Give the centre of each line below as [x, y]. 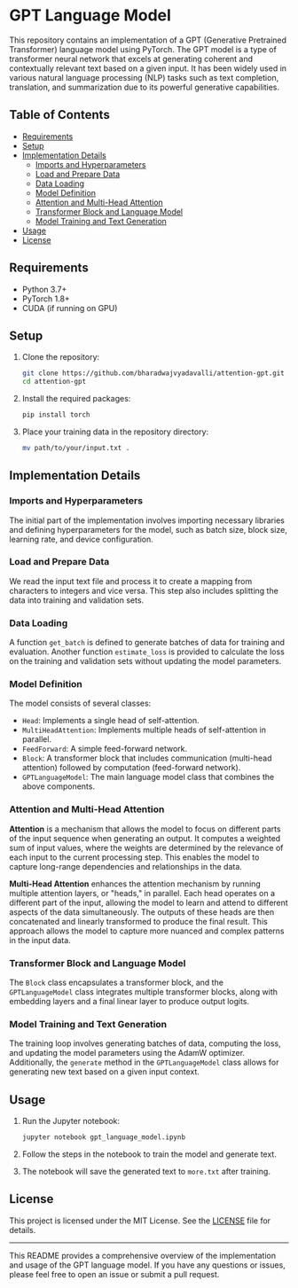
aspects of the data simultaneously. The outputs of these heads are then [142, 912]
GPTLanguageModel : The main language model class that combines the [148, 777]
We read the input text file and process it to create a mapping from [131, 581]
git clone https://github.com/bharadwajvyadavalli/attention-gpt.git [153, 373]
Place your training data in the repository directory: [115, 432]
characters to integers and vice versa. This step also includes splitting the [144, 590]
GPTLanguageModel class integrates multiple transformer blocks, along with [143, 992]
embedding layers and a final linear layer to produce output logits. [129, 1002]
